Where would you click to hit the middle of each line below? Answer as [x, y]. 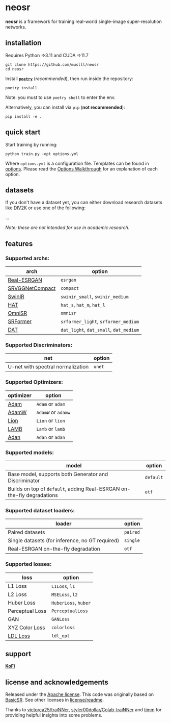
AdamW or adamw [53, 412]
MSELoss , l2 [64, 594]
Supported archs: [27, 258]
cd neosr [15, 69]
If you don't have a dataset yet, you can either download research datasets [84, 203]
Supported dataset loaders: [40, 510]
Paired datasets [26, 532]
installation [23, 43]
